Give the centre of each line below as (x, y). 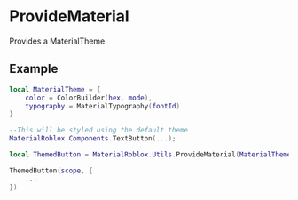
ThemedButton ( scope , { (51, 171)
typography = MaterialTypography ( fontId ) (102, 106)
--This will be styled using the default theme (99, 131)
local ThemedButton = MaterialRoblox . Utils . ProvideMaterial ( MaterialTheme (150, 155)
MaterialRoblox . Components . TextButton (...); (93, 139)
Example (34, 69)
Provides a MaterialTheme (57, 41)
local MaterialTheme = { (55, 89)
